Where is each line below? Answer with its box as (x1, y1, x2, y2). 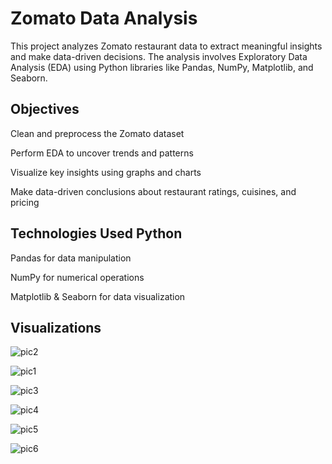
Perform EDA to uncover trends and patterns (10, 147, 194, 159)
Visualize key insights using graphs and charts (10, 166, 202, 178)
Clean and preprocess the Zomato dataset (10, 127, 185, 139)
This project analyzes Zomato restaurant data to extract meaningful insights (10, 40, 323, 52)
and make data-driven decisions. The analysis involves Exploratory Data (10, 50, 308, 62)
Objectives (10, 101, 80, 118)
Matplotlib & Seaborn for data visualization (10, 290, 186, 302)
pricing (10, 196, 40, 208)
